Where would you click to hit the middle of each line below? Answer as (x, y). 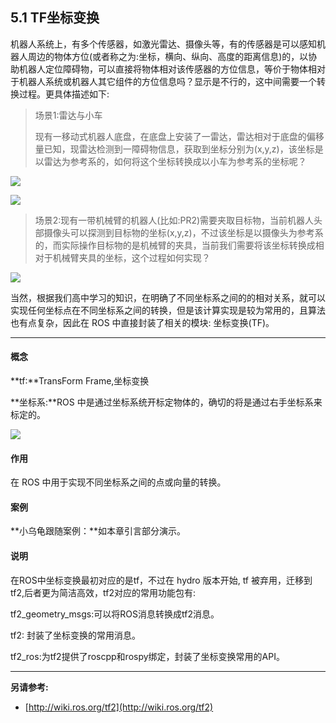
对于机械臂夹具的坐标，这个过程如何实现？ (122, 257)
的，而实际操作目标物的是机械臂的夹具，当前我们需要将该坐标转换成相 (179, 245)
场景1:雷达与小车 (68, 115)
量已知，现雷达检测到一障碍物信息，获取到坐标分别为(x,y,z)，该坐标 (174, 149)
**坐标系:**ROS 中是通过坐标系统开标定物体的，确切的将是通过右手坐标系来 (166, 402)
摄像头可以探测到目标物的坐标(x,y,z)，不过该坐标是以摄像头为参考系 (183, 232)
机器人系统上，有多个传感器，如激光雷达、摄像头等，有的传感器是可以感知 (163, 44)
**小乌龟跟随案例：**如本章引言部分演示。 (98, 531)
